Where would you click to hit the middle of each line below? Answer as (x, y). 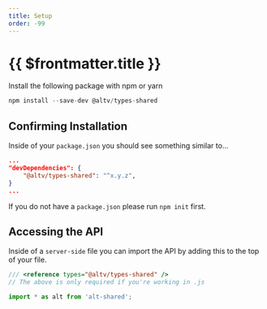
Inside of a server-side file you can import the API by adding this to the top (134, 251)
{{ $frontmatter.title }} (85, 64)
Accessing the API (56, 232)
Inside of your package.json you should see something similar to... (118, 146)
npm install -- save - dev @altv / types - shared (83, 101)
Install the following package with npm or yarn (86, 86)
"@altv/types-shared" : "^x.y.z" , (80, 175)
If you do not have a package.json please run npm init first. (107, 206)
